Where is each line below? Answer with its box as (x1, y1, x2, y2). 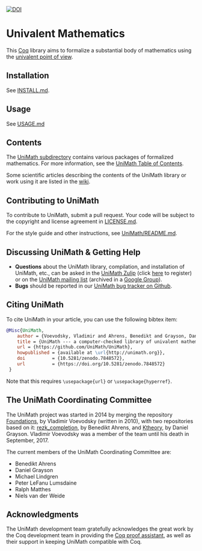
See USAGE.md (6, 120, 45, 127)
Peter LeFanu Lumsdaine (14, 479, 77, 486)
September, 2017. (6, 436, 49, 444)
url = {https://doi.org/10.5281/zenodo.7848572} (17, 361, 165, 367)
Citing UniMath (6, 300, 64, 310)
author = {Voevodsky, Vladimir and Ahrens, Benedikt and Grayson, (17, 333, 187, 339)
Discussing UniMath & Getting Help (6, 247, 141, 257)
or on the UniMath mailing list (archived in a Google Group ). (14, 276, 162, 283)
